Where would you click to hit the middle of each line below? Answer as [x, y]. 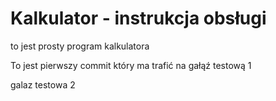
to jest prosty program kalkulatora [80, 46]
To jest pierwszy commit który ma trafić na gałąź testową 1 [131, 65]
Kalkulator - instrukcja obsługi [138, 18]
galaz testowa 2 [43, 84]
